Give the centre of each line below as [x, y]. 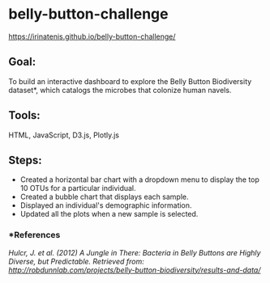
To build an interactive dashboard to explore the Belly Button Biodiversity [130, 81]
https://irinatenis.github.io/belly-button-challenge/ [92, 36]
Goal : [22, 62]
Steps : [25, 160]
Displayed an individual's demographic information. [106, 205]
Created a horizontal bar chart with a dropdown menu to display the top [139, 180]
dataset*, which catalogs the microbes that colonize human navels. [120, 90]
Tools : [24, 115]
